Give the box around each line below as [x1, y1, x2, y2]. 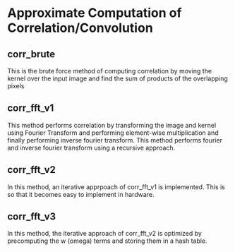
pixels [7, 82, 25, 90]
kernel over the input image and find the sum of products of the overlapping [7, 74, 228, 83]
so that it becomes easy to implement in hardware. [7, 190, 155, 198]
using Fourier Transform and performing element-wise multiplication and [7, 128, 219, 137]
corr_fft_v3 [7, 210, 56, 223]
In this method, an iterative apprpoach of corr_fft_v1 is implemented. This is [7, 182, 226, 191]
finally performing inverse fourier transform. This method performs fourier [7, 136, 222, 144]
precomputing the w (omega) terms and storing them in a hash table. [7, 236, 207, 245]
